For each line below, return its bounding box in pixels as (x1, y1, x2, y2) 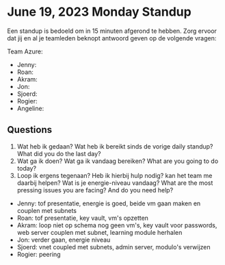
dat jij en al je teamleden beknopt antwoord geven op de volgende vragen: (7, 34, 217, 42)
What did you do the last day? (16, 149, 101, 157)
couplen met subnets (16, 206, 77, 214)
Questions (7, 124, 53, 136)
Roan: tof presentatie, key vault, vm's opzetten (16, 214, 149, 222)
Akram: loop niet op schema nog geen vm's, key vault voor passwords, (16, 220, 217, 229)
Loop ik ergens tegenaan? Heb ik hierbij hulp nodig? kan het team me (16, 171, 213, 179)
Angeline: (16, 104, 44, 112)
